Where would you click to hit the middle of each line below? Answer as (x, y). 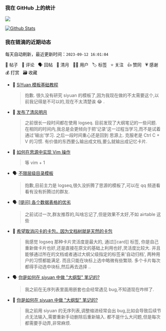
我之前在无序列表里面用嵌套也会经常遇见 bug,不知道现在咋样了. (89, 289)
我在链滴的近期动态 (28, 42)
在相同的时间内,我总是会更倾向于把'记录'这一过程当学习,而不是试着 (93, 129)
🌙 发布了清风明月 (30, 112)
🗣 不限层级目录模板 (33, 173)
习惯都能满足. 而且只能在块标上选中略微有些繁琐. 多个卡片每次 (97, 260)
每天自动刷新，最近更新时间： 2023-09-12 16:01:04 (57, 54)
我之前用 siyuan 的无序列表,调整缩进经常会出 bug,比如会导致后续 (91, 311)
